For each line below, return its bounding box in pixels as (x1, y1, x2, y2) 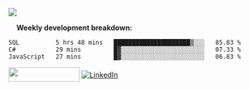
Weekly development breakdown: (15, 23, 133, 32)
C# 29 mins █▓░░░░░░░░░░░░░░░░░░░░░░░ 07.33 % (8, 45, 242, 54)
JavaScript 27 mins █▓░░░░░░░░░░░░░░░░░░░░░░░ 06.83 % (8, 53, 242, 61)
